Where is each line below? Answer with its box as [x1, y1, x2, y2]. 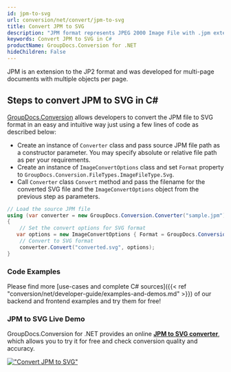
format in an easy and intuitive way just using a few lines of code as [7, 120, 199, 128]
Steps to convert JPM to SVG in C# [7, 94, 159, 107]
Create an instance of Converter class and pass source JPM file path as [16, 141, 220, 149]
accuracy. [7, 344, 36, 353]
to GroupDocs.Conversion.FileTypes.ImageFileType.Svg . [16, 170, 175, 178]
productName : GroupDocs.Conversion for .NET [7, 42, 137, 49]
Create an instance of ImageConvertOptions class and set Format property [16, 163, 224, 171]
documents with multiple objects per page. [7, 74, 129, 83]
